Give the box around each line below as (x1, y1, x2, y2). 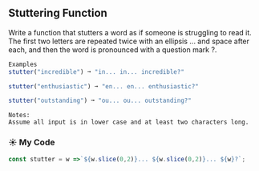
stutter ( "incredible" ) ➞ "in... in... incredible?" (8, 67, 184, 75)
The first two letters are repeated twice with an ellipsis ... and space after (8, 36, 250, 46)
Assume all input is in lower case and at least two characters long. (8, 118, 249, 127)
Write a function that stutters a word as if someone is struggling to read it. (8, 27, 253, 37)
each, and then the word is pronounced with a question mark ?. (8, 44, 217, 55)
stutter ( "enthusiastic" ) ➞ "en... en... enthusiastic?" (8, 82, 199, 91)
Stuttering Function (8, 6, 108, 20)
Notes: (8, 112, 30, 120)
